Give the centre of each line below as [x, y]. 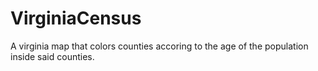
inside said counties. [52, 56]
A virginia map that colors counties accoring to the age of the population [159, 46]
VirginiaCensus [76, 18]
